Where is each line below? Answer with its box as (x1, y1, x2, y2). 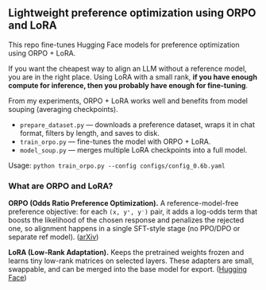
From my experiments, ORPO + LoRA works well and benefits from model (8, 95, 249, 106)
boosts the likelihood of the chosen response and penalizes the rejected (8, 215, 245, 225)
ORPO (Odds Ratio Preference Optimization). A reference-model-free (8, 199, 239, 208)
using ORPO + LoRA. (8, 48, 76, 58)
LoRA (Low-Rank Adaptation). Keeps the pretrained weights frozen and (8, 248, 245, 257)
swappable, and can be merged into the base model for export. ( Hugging (8, 265, 248, 274)
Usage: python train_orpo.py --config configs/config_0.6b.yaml (8, 160, 226, 170)
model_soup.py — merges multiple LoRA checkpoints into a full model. (19, 145, 248, 154)
